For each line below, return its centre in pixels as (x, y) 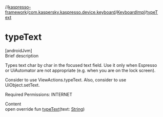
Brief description (22, 56)
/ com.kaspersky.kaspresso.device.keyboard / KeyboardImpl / (87, 12)
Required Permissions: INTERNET (39, 94)
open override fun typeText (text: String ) (45, 109)
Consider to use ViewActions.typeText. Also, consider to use (66, 79)
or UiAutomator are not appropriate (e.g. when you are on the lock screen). (80, 70)
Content (13, 104)
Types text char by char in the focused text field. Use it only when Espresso (81, 65)
